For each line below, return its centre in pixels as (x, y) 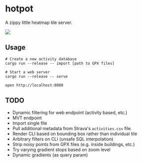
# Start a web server (28, 72)
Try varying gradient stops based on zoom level (61, 150)
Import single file (30, 123)
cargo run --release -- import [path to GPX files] (60, 63)
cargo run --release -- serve (37, 76)
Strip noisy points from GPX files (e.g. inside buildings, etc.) (73, 144)
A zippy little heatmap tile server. (39, 22)
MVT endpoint (27, 118)
